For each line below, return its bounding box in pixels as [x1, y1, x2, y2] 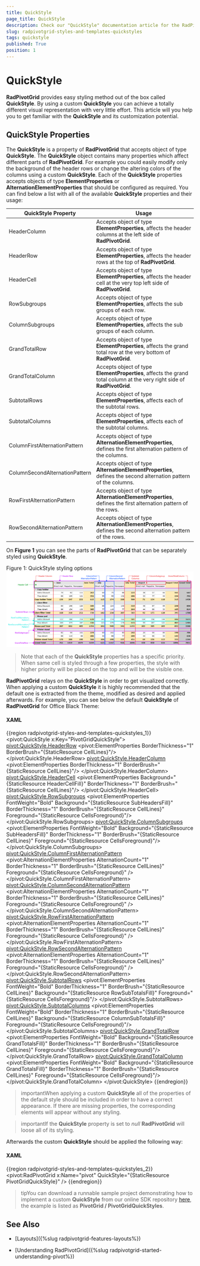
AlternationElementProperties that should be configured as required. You [6, 184, 189, 191]
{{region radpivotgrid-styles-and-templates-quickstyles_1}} [6, 730, 152, 737]
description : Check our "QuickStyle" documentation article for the [6, 22, 180, 28]
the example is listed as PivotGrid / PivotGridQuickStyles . [20, 1202, 164, 1209]
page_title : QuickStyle [6, 16, 65, 22]
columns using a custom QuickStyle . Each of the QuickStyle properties [6, 171, 183, 178]
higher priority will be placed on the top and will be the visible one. [20, 666, 185, 673]
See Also [6, 1219, 40, 1229]
